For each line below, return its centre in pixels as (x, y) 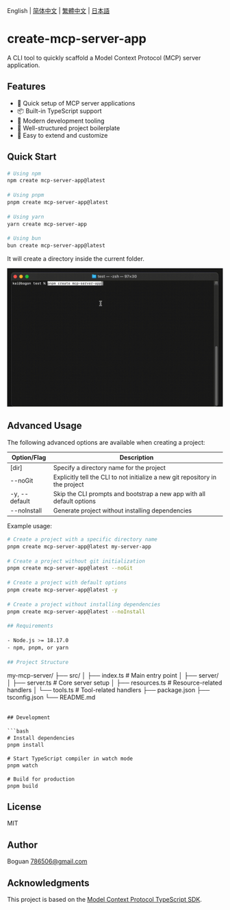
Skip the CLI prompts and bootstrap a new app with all (129, 494)
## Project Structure (38, 662)
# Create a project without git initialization (76, 561)
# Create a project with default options (67, 583)
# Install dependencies (41, 738)
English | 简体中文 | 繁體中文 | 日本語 (59, 11)
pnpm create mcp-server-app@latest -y (62, 590)
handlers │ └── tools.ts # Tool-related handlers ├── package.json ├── (108, 690)
